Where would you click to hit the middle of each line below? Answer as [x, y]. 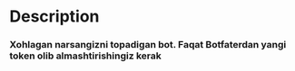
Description [54, 17]
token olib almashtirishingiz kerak [85, 56]
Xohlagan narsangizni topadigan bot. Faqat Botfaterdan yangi [148, 45]
